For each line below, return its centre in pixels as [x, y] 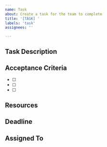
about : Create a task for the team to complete [54, 14]
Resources [21, 105]
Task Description [31, 51]
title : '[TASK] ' [22, 18]
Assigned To [24, 138]
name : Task [16, 9]
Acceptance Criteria [36, 68]
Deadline [19, 122]
